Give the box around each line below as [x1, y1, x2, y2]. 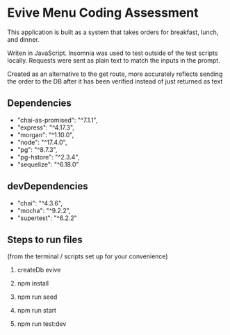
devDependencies [7, 180, 88, 192]
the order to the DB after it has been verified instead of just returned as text [7, 77, 223, 85]
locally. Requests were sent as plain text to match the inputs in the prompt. [7, 56, 220, 64]
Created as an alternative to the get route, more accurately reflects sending [7, 70, 223, 78]
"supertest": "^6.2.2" [17, 214, 78, 222]
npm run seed [17, 293, 58, 301]
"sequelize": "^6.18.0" [17, 160, 79, 169]
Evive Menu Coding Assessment [7, 5, 199, 21]
